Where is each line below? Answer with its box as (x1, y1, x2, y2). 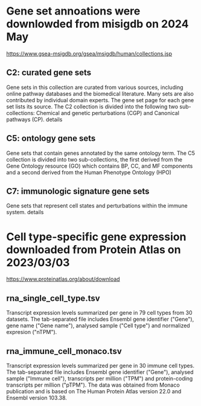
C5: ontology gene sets (6, 133, 96, 143)
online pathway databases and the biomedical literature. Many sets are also (6, 90, 194, 97)
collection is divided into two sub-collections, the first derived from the (6, 156, 183, 163)
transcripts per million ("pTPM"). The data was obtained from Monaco (6, 381, 180, 388)
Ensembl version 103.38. (6, 394, 68, 401)
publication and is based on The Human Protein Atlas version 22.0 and (6, 387, 182, 395)
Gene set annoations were (6, 4, 141, 18)
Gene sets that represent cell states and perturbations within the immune (6, 202, 188, 209)
